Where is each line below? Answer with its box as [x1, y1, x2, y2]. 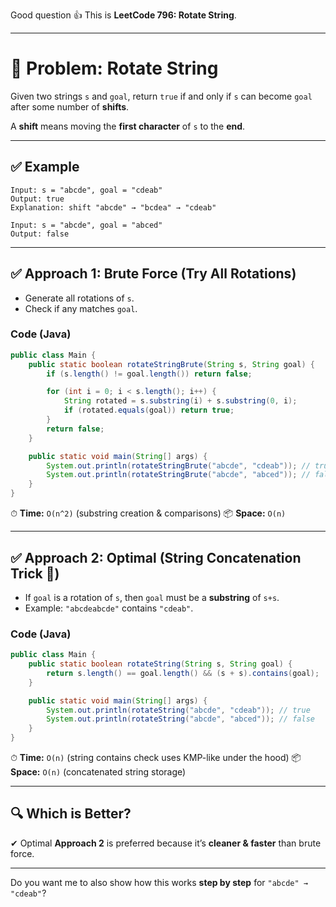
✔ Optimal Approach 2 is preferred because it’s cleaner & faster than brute [10, 837, 322, 849]
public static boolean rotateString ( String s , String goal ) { [28, 659, 293, 669]
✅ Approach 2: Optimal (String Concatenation [10, 549, 302, 566]
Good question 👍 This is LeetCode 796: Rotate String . [10, 9, 237, 21]
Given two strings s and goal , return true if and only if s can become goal [10, 90, 313, 102]
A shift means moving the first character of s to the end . [10, 120, 246, 132]
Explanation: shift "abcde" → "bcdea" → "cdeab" [10, 202, 217, 213]
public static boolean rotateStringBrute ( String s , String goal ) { [28, 359, 315, 369]
